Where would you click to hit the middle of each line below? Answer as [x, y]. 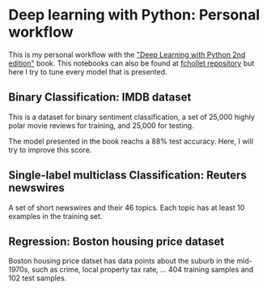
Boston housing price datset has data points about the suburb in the [122, 261]
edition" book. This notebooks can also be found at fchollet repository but [131, 63]
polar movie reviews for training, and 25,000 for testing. [101, 125]
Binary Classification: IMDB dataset [100, 98]
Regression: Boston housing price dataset [117, 241]
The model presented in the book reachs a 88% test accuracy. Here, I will [131, 141]
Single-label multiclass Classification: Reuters [127, 175]
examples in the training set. [55, 216]
